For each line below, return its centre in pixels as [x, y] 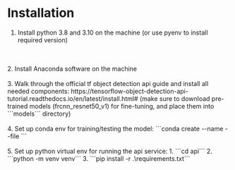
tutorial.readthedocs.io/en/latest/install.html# [73, 98]
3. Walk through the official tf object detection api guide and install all [108, 83]
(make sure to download [175, 98]
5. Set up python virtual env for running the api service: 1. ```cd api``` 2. [110, 151]
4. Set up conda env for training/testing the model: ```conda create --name [115, 128]
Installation [41, 13]
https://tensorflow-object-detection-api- [129, 91]
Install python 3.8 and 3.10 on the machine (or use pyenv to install [113, 32]
